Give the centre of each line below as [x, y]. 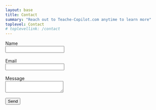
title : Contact [21, 15]
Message [15, 78]
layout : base [19, 10]
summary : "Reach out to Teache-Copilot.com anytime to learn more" [79, 19]
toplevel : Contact [25, 24]
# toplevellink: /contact [33, 29]
